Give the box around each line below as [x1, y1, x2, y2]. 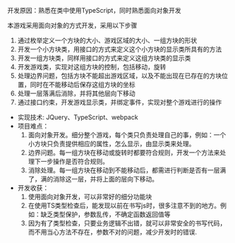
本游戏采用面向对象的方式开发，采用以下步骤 [7, 21, 138, 30]
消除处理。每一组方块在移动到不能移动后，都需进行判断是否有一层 [28, 166, 220, 174]
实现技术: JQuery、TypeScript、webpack [17, 113, 139, 121]
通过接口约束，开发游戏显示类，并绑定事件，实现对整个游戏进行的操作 [17, 98, 222, 106]
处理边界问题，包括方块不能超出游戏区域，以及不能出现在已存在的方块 [17, 71, 222, 80]
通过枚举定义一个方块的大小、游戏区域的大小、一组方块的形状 [17, 36, 198, 45]
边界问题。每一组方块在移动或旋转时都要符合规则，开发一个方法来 [28, 148, 220, 157]
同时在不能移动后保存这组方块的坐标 [30, 81, 135, 88]
